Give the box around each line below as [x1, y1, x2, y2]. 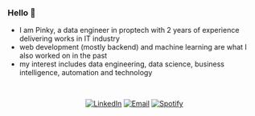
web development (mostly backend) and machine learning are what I [19, 42, 247, 52]
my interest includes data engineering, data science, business [19, 59, 225, 69]
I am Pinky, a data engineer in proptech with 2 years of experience [19, 26, 240, 35]
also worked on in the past [19, 51, 108, 61]
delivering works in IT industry [19, 34, 120, 43]
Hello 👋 [7, 7, 36, 18]
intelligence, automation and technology [19, 68, 153, 78]
